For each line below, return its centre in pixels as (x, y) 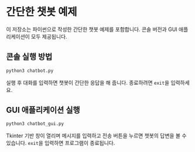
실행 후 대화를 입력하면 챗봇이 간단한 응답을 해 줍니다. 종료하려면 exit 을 (88, 82)
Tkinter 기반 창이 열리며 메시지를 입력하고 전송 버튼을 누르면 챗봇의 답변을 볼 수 (96, 136)
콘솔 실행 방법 (29, 57)
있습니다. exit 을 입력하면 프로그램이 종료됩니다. (61, 143)
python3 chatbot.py (30, 71)
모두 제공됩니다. (49, 36)
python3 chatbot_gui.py (35, 124)
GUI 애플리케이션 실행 (43, 110)
